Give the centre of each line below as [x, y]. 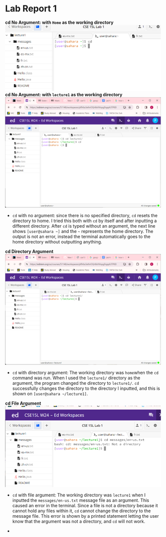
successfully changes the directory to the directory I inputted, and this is [86, 388]
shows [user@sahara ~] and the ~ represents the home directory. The [83, 232]
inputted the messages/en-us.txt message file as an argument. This [81, 500]
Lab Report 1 [31, 9]
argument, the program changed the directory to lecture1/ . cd [76, 383]
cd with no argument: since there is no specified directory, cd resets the [85, 216]
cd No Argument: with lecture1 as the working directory [64, 94]
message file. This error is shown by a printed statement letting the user [85, 516]
